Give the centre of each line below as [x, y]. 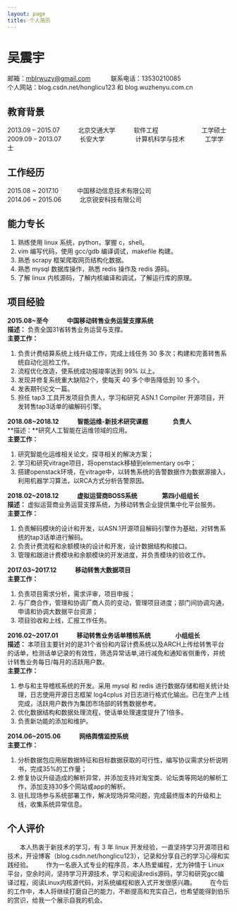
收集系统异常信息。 [58, 804]
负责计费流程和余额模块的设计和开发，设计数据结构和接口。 [104, 546]
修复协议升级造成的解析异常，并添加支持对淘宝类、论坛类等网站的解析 [120, 777]
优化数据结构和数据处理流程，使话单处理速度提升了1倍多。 [102, 712]
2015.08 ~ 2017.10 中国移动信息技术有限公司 [79, 191]
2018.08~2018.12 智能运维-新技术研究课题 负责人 [99, 421]
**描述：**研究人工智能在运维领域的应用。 [69, 430]
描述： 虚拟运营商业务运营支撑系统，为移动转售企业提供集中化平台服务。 [113, 504]
